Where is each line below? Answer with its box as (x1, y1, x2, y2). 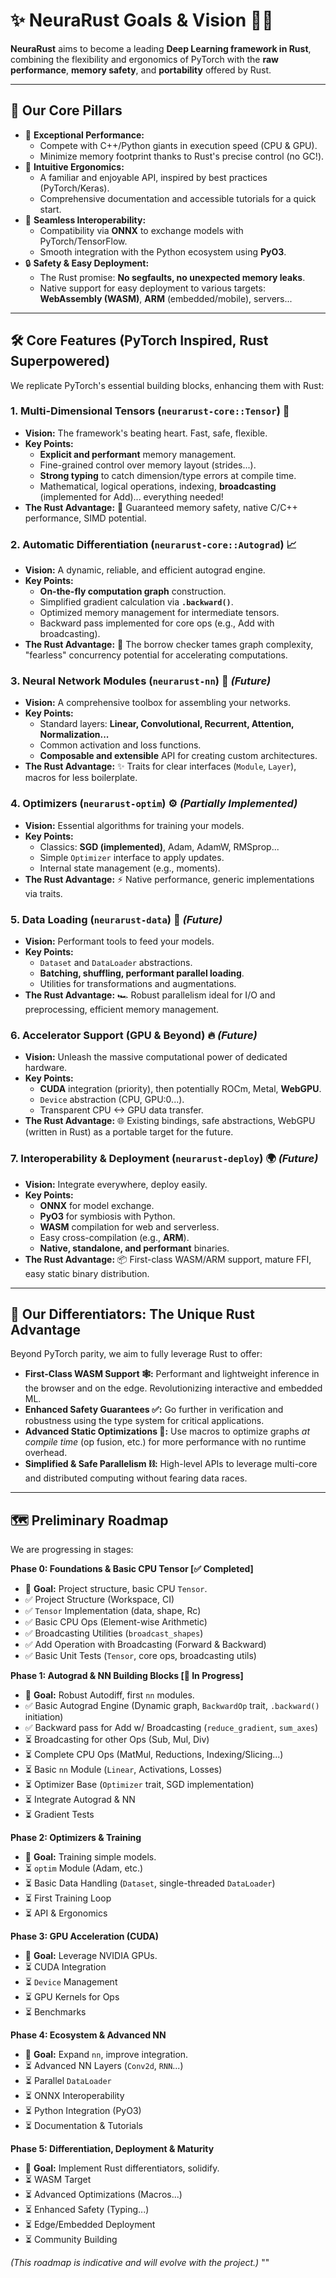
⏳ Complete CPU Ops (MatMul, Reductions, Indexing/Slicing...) (24, 1749, 284, 1761)
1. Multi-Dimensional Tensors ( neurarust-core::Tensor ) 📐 (10, 404, 290, 418)
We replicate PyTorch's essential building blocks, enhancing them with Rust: (10, 379, 325, 391)
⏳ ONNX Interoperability (24, 2090, 125, 2102)
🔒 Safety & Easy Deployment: (24, 257, 150, 269)
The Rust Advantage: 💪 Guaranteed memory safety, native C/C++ (24, 501, 298, 513)
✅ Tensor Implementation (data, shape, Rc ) (24, 1605, 202, 1617)
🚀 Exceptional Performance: (24, 129, 145, 141)
